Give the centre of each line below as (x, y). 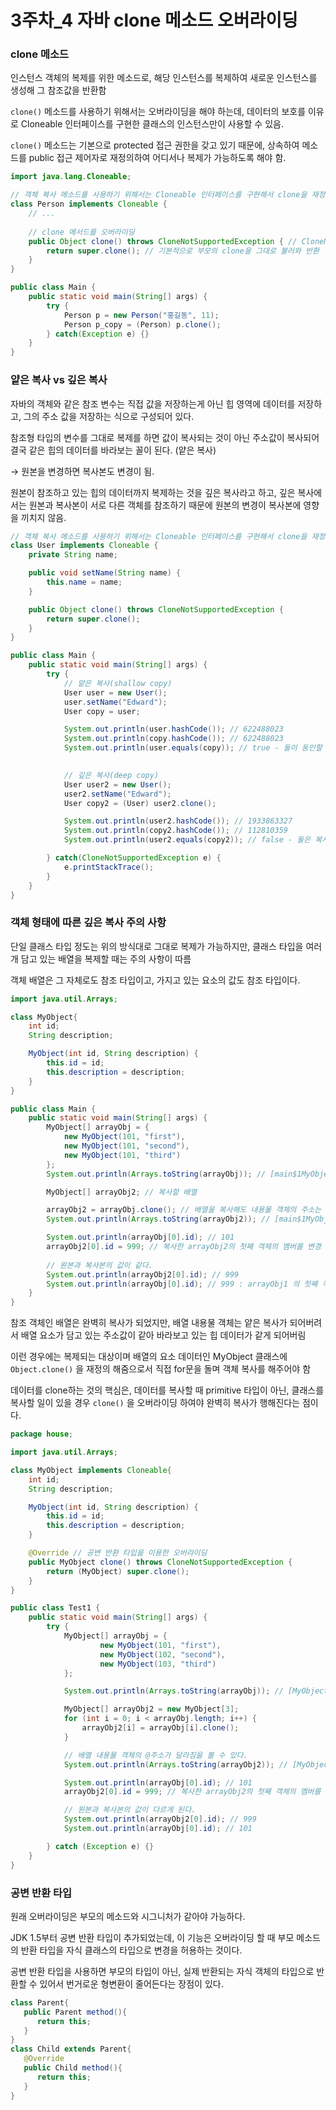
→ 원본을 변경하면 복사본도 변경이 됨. (82, 471)
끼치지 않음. (43, 517)
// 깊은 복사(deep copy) (111, 775)
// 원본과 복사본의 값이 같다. (99, 1265)
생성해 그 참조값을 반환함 (58, 90)
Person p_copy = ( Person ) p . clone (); (142, 324)
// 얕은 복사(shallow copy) (118, 683)
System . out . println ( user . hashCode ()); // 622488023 (173, 729)
